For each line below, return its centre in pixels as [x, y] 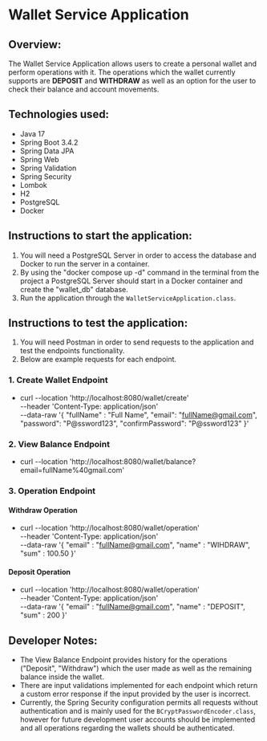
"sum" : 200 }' [43, 615]
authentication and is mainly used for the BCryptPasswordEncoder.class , [138, 711]
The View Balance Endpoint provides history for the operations [123, 660]
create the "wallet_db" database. [74, 289]
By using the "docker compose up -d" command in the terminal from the [140, 272]
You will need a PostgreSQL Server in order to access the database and [138, 255]
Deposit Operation [39, 572]
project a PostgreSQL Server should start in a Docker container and [131, 281]
